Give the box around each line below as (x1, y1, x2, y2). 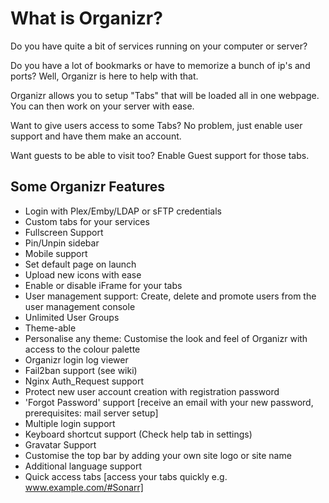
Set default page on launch (24, 258, 137, 270)
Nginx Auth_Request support (24, 375, 144, 387)
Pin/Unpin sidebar (24, 237, 100, 249)
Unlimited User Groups (24, 311, 120, 323)
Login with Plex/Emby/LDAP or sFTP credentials (24, 205, 222, 217)
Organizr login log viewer (24, 353, 129, 366)
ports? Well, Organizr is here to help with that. (10, 70, 199, 82)
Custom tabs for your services (24, 215, 150, 227)
